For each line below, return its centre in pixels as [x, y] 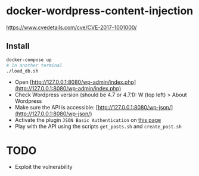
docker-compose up [29, 60]
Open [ [23, 82]
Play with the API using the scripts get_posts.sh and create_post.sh [98, 127]
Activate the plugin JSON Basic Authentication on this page [88, 120]
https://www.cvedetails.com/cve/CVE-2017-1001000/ [71, 27]
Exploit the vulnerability [43, 167]
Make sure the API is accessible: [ [56, 108]
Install [18, 46]
